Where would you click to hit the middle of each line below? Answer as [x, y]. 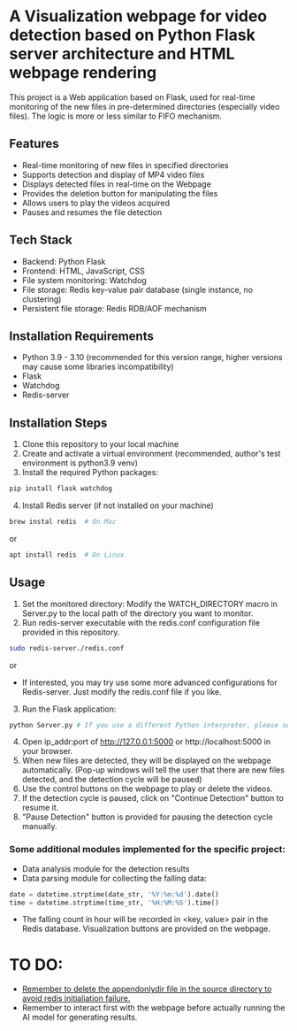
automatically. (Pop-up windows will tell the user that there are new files [153, 770]
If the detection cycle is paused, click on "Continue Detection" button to [153, 798]
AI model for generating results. [80, 1017]
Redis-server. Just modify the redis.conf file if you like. [122, 691]
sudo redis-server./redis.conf [67, 648]
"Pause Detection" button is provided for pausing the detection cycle [147, 817]
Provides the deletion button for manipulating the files [120, 193]
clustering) [42, 299]
